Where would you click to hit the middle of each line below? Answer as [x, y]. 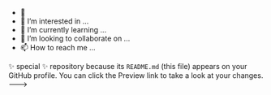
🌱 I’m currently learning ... [63, 30]
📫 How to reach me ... [58, 47]
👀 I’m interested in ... [54, 21]
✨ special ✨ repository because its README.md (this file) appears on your [128, 66]
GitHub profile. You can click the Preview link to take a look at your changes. [136, 76]
